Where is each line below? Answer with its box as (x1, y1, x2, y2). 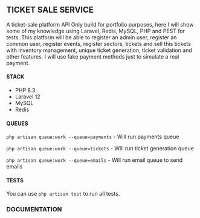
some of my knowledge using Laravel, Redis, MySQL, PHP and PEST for (6, 27, 185, 34)
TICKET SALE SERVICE (6, 5, 94, 15)
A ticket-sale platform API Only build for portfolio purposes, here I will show (6, 21, 194, 28)
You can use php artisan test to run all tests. (6, 190, 120, 197)
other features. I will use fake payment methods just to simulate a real (6, 53, 179, 60)
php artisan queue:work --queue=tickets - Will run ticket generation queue (6, 145, 195, 152)
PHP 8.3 (15, 87, 36, 94)
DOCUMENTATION (6, 205, 62, 214)
